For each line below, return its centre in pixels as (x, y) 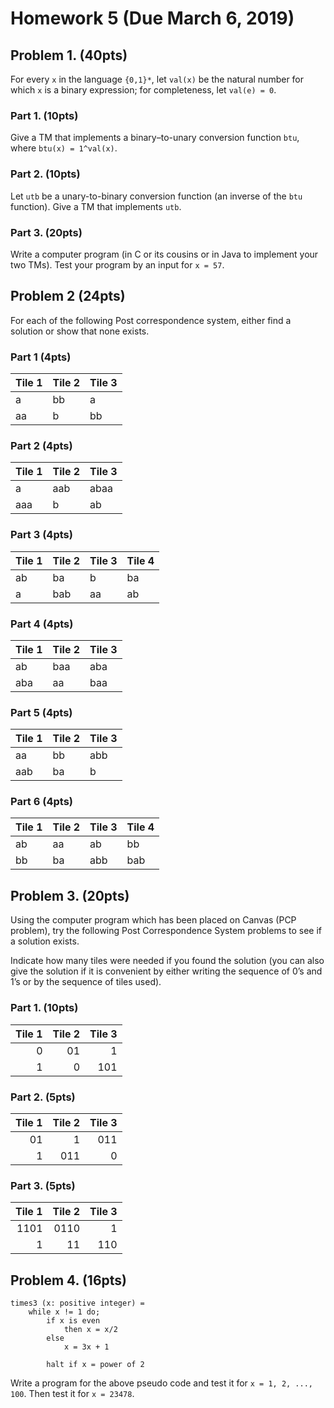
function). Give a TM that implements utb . (96, 206)
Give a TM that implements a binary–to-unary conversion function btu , (155, 138)
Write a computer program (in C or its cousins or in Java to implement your (164, 254)
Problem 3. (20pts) (70, 895)
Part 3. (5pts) (43, 1185)
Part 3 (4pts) (41, 535)
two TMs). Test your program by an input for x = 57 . (117, 264)
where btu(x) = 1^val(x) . (64, 148)
